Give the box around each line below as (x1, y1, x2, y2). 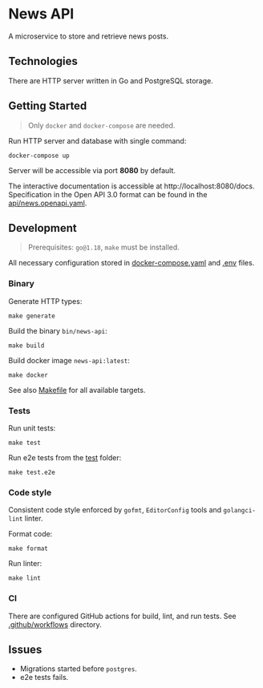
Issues (8, 642, 42, 656)
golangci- (223, 507, 257, 515)
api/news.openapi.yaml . (8, 198, 87, 208)
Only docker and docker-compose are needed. (27, 120, 176, 130)
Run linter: (8, 559, 42, 569)
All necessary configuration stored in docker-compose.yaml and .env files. (8, 258, 255, 268)
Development (8, 221, 78, 235)
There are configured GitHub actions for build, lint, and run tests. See (8, 611, 237, 621)
